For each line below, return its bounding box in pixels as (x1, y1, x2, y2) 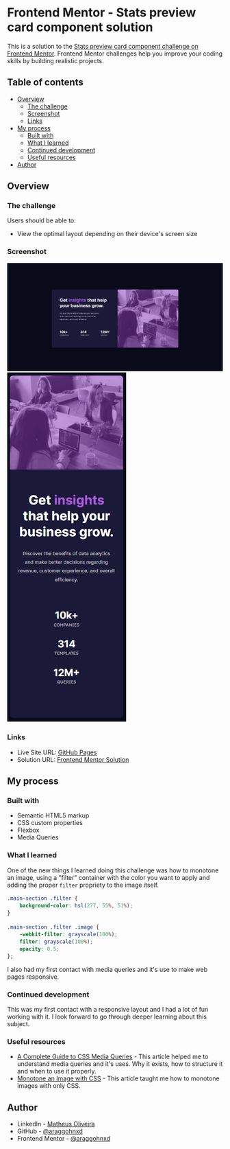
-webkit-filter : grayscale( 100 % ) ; (19, 931, 118, 938)
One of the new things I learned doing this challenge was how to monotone (7, 866, 219, 874)
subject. (7, 1019, 30, 1028)
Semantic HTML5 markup (16, 811, 90, 820)
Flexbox (16, 826, 40, 835)
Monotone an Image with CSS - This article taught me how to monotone (16, 1074, 220, 1082)
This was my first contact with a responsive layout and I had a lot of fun (7, 1005, 209, 1013)
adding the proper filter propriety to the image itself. (7, 881, 159, 889)
